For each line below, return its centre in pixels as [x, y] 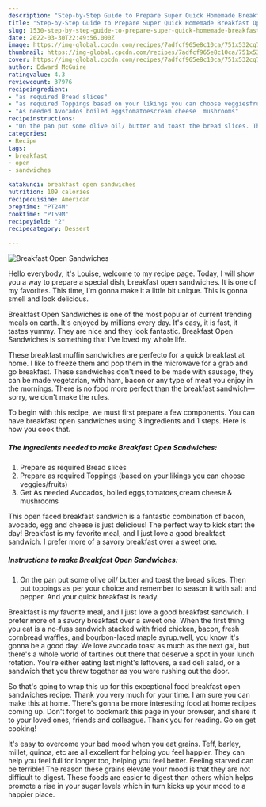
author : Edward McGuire [47, 67]
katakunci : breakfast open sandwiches [72, 185]
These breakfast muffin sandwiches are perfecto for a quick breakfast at [127, 355]
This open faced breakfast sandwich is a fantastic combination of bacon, [127, 517]
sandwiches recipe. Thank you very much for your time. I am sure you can [129, 695]
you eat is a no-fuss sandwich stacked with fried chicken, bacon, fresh [124, 629]
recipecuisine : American [49, 199]
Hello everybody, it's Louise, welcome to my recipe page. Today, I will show [131, 273]
